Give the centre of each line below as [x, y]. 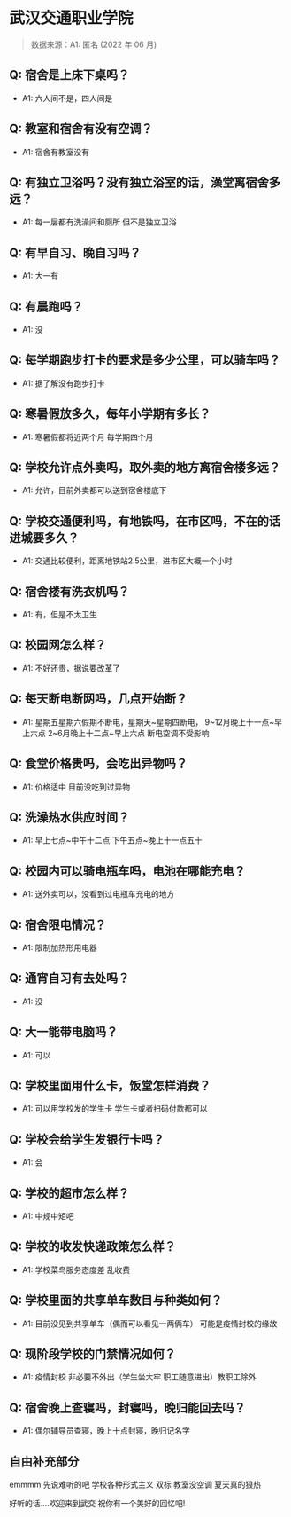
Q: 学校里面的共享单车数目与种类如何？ [116, 1301]
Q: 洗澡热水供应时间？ [69, 817]
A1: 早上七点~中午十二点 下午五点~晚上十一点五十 [112, 840]
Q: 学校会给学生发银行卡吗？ [87, 1140]
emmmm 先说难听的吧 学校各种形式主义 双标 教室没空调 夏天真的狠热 [135, 1485]
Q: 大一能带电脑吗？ [64, 1032]
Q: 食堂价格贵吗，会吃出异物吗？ [99, 764]
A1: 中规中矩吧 [48, 1216]
